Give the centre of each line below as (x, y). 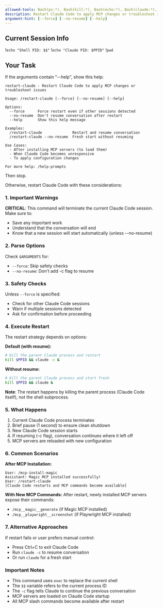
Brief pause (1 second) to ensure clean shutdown (61, 425)
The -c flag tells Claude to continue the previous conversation (74, 591)
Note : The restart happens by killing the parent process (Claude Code (75, 392)
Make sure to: (19, 213)
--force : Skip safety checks (40, 266)
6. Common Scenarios (32, 453)
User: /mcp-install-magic (31, 473)
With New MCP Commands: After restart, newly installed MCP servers (76, 495)
